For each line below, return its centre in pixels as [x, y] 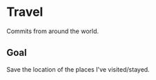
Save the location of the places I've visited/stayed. [78, 69]
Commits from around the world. [53, 31]
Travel [25, 12]
